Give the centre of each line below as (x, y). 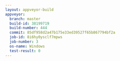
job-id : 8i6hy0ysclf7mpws (36, 37)
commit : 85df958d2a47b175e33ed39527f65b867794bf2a (62, 32)
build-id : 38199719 (30, 23)
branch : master (25, 19)
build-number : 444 (29, 28)
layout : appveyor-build (30, 10)
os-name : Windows (27, 46)
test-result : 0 (25, 51)
